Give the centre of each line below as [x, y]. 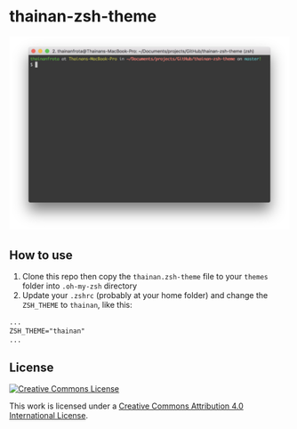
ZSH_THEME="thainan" [48, 331]
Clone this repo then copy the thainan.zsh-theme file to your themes [145, 277]
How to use [41, 255]
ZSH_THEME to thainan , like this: [77, 305]
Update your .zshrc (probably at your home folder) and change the [145, 295]
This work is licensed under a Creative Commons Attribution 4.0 [127, 406]
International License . [49, 416]
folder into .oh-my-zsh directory [80, 286]
